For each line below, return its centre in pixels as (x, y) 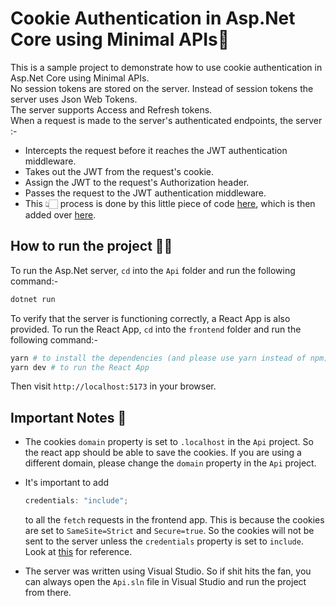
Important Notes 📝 (68, 417)
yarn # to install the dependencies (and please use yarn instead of (158, 358)
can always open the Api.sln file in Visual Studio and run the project (165, 582)
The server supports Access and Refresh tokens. (111, 109)
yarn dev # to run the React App (80, 367)
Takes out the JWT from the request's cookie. (119, 171)
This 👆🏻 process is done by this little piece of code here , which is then (170, 203)
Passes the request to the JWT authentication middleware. (145, 193)
